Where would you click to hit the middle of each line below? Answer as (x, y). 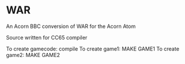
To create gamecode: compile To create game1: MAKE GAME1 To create (93, 49)
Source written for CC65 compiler (47, 37)
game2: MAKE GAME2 (33, 55)
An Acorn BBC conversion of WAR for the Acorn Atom (71, 26)
